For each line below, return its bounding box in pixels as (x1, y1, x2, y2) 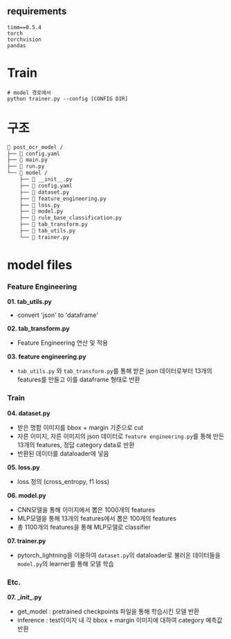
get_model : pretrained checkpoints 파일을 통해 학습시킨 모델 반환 (17, 607, 200, 615)
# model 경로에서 (7, 89, 52, 96)
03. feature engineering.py (7, 352, 86, 361)
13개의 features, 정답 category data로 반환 (17, 440, 135, 449)
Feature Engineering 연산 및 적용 (17, 339, 109, 347)
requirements (7, 6, 67, 17)
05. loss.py (7, 463, 40, 471)
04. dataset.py (7, 408, 50, 417)
